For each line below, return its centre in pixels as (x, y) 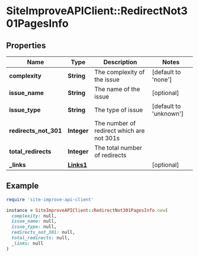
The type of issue (119, 110)
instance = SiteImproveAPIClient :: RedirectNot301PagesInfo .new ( (87, 210)
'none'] (162, 80)
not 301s (107, 138)
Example (23, 186)
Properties (26, 45)
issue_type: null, (34, 227)
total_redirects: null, (41, 238)
